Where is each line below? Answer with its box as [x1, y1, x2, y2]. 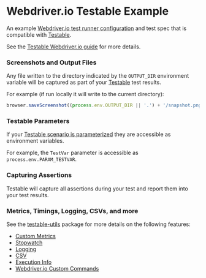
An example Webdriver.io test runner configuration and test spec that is [6, 24, 187, 32]
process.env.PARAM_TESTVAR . [6, 156, 77, 163]
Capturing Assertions [6, 171, 72, 179]
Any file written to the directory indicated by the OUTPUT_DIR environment [6, 72, 189, 80]
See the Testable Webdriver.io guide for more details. [6, 43, 141, 50]
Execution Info [15, 258, 52, 266]
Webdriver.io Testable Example [6, 4, 169, 18]
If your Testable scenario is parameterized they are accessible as [6, 130, 171, 138]
